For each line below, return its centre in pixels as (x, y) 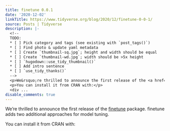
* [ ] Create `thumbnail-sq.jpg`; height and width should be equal (83, 52)
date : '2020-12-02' (26, 15)
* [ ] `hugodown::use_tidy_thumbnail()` (53, 62)
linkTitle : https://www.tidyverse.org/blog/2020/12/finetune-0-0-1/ (79, 19)
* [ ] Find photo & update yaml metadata (54, 48)
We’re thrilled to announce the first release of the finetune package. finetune (85, 109)
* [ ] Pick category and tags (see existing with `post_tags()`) (80, 43)
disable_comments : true (30, 95)
